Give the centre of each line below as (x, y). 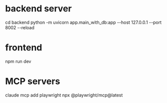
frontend (24, 48)
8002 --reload (20, 27)
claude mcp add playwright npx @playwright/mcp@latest (64, 95)
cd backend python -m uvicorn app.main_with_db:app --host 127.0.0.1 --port (83, 22)
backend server (39, 9)
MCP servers (33, 81)
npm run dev (18, 61)
